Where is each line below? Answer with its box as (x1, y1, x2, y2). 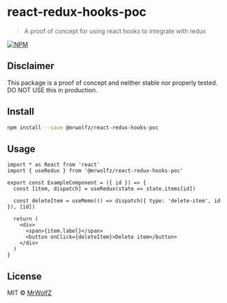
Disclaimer (7, 60, 55, 72)
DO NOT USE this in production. (7, 85, 98, 94)
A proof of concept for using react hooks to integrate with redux (23, 27, 206, 35)
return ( (13, 216, 39, 222)
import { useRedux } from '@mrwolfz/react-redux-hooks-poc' (7, 167, 184, 174)
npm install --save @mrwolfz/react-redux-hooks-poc (7, 124, 159, 131)
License (7, 270, 42, 282)
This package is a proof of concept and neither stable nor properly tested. (7, 79, 218, 87)
